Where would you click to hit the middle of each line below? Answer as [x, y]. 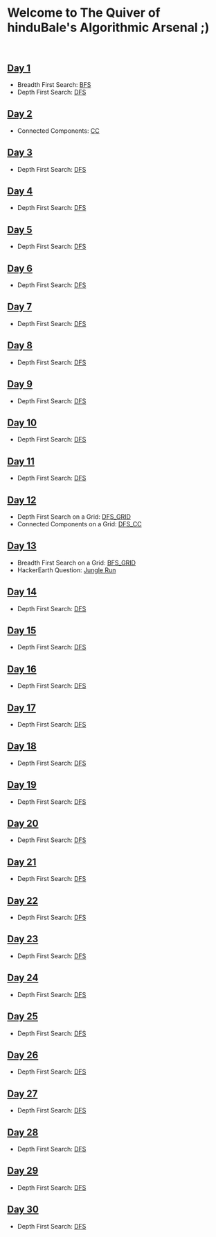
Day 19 [22, 785]
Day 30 [23, 1210]
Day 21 [22, 862]
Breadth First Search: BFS [54, 84]
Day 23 [23, 939]
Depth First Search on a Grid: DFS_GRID [74, 517]
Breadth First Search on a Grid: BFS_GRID [76, 563]
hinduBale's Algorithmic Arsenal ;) [108, 27]
